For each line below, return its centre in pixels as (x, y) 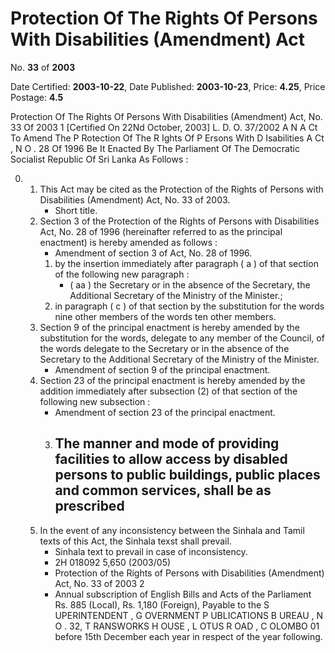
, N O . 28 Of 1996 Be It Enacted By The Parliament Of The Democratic (155, 148)
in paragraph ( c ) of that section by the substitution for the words (189, 306)
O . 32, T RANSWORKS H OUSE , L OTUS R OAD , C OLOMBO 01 (187, 626)
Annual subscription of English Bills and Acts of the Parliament (183, 594)
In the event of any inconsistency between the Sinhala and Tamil (172, 530)
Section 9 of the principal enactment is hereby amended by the (169, 327)
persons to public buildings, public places (187, 475)
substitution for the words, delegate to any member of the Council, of (182, 338)
